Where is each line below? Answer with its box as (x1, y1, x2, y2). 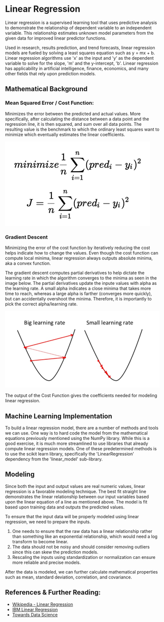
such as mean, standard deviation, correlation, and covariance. (5, 574, 132, 580)
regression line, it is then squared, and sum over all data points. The (5, 121, 142, 127)
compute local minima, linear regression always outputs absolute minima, (5, 255, 153, 261)
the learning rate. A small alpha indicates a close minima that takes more (5, 285, 151, 291)
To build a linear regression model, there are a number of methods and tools (5, 425, 159, 431)
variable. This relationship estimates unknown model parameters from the (5, 30, 154, 36)
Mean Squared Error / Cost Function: (5, 99, 94, 106)
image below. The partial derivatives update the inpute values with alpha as (5, 280, 157, 286)
